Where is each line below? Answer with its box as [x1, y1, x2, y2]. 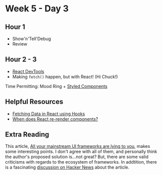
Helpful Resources [5, 97, 63, 106]
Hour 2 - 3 [5, 55, 37, 64]
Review [12, 41, 28, 47]
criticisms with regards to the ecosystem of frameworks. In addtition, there [5, 159, 157, 165]
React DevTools [12, 68, 44, 74]
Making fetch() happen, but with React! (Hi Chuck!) [12, 74, 118, 80]
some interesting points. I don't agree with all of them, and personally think [5, 149, 158, 155]
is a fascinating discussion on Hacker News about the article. [5, 164, 129, 171]
